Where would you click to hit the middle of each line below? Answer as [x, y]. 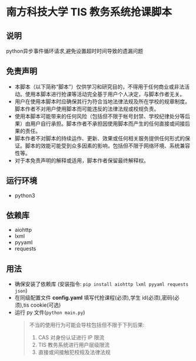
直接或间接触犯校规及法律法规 [74, 352]
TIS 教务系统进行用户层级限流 [74, 345]
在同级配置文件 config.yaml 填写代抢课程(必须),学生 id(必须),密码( [94, 298]
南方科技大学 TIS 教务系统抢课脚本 [89, 12]
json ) [21, 291]
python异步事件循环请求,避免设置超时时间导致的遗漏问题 [74, 51]
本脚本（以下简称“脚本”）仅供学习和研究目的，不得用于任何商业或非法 [99, 87]
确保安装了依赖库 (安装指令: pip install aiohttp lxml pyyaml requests [102, 284]
